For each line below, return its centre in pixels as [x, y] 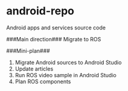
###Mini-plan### [28, 51]
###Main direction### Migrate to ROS [54, 39]
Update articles [34, 69]
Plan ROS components [43, 81]
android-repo [40, 11]
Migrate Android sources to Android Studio [68, 62]
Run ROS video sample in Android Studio [66, 75]
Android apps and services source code [56, 28]
